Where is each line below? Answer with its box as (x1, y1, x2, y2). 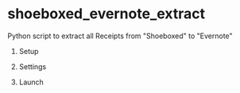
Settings (18, 61, 47, 72)
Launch (18, 77, 45, 87)
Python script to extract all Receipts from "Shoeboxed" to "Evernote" (7, 31, 233, 41)
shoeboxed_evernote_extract (7, 5, 206, 23)
